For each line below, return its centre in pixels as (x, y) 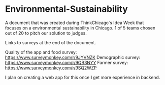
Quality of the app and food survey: (41, 52)
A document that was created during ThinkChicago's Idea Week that (75, 23)
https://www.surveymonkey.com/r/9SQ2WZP (51, 68)
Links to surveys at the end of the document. (50, 42)
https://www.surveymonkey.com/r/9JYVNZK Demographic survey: (73, 57)
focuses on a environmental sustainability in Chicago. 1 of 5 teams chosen (80, 28)
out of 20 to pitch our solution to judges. (46, 33)
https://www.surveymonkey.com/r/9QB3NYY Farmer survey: (66, 62)
